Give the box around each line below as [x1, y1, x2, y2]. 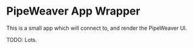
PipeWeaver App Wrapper [6, 4, 141, 18]
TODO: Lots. [6, 36, 38, 43]
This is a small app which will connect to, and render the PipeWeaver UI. [6, 24, 188, 32]
